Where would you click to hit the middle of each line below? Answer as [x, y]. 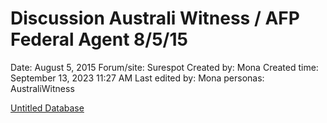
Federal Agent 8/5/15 [99, 39]
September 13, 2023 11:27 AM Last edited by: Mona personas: [137, 78]
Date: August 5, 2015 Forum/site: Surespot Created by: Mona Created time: [164, 67]
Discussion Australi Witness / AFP [155, 18]
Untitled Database [47, 108]
